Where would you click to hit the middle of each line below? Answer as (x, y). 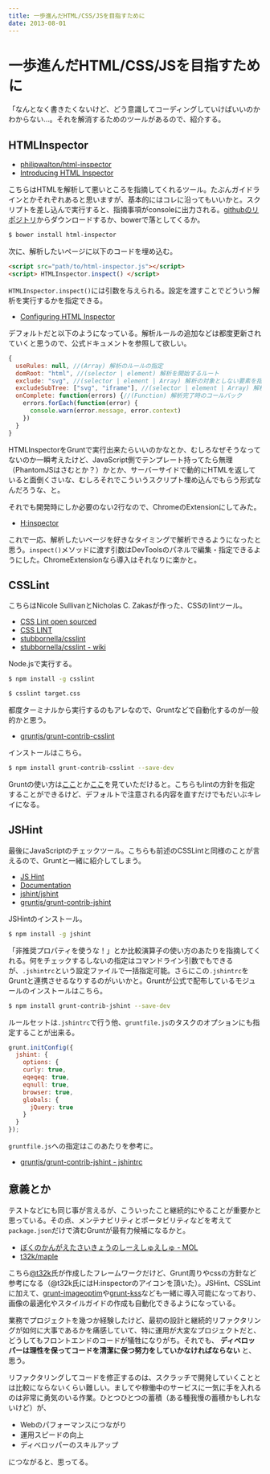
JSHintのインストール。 (47, 919)
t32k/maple (39, 1256)
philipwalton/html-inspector (66, 165)
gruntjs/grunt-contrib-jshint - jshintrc (81, 1162)
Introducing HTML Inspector (67, 173)
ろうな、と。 (43, 489)
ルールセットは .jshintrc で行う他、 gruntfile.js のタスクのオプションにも (131, 1022)
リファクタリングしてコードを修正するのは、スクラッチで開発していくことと (135, 1377)
